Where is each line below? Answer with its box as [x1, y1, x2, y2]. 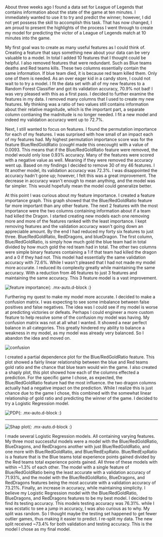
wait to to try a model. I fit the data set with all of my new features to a [5, 81, 145, 87]
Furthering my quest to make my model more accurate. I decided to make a [5, 294, 155, 299]
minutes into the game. [5, 35, 51, 41]
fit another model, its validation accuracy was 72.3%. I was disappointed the [5, 168, 158, 173]
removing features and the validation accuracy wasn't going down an [5, 224, 144, 229]
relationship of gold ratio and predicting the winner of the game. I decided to [5, 396, 158, 401]
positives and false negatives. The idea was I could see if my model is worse [5, 304, 158, 310]
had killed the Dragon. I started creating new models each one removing [5, 213, 149, 219]
